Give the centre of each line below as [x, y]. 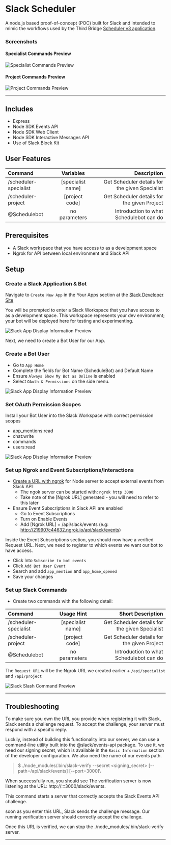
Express [21, 121]
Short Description [141, 614]
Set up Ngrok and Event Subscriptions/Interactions [69, 470]
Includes [19, 109]
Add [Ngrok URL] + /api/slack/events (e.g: [64, 524]
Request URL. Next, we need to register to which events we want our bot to [84, 545]
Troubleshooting [32, 706]
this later [30, 503]
